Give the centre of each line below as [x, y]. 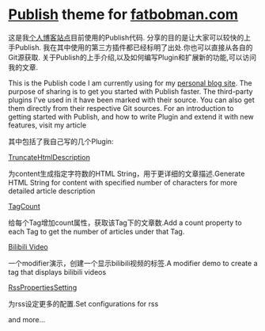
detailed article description [52, 191]
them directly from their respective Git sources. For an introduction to [121, 108]
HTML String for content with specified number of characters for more [123, 182]
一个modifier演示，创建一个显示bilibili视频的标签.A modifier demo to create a [133, 263]
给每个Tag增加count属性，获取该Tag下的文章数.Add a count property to [125, 223]
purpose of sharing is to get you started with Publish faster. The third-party [131, 91]
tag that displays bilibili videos [57, 272]
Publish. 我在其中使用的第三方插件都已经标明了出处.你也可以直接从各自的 [134, 47]
